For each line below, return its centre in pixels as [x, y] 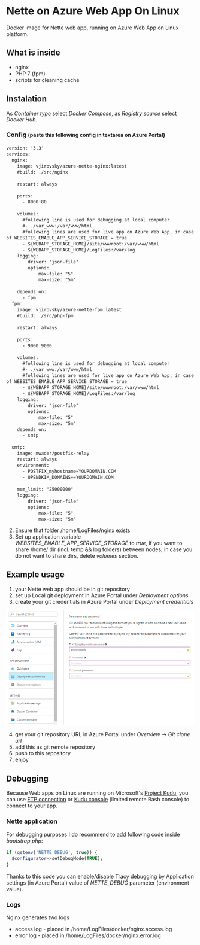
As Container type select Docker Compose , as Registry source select [92, 113]
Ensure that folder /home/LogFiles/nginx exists [72, 530]
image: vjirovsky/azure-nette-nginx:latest [72, 166]
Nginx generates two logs [38, 917]
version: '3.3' [25, 148]
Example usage [35, 575]
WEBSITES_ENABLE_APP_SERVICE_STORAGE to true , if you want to [99, 543]
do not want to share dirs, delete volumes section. [77, 555]
